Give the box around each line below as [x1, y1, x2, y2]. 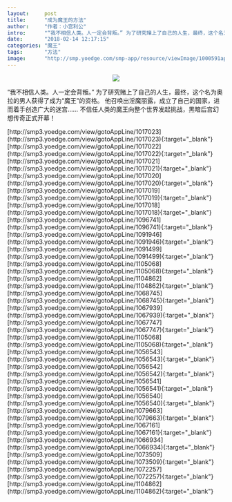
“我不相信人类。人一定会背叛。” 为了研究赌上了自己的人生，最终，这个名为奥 [7, 88, 223, 96]
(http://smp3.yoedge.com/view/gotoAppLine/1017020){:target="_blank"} [7, 179, 213, 187]
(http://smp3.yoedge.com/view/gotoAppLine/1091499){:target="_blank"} [7, 252, 214, 260]
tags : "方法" [7, 49, 61, 56]
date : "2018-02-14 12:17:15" [7, 36, 110, 43]
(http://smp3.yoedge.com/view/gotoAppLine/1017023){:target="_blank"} [7, 135, 213, 143]
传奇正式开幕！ [12, 113, 56, 122]
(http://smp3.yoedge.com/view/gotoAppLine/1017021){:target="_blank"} [7, 164, 212, 173]
